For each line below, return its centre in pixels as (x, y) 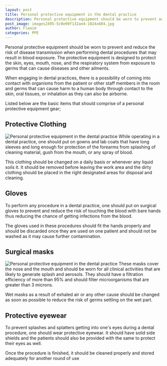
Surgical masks (30, 252)
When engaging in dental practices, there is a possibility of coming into (78, 78)
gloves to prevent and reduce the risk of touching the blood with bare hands (83, 211)
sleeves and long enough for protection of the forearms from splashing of (80, 147)
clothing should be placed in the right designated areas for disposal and (79, 172)
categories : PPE (22, 33)
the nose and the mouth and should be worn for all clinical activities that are (83, 269)
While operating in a (139, 136)
